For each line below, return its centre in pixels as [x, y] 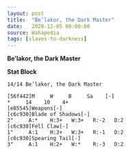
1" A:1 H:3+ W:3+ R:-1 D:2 [66, 132]
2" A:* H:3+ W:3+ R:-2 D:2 [66, 121]
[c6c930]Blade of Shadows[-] [49, 115]
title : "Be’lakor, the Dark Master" [61, 20]
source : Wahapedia [33, 33]
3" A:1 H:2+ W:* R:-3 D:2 [66, 145]
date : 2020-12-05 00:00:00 [49, 26]
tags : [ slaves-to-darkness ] [47, 39]
